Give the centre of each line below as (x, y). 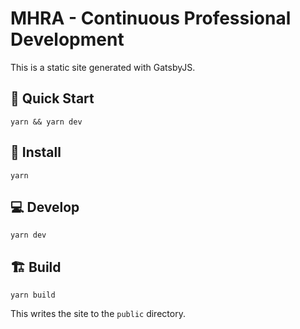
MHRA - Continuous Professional (151, 18)
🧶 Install (36, 152)
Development (67, 39)
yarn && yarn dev (46, 122)
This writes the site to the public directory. (98, 314)
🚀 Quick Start (52, 98)
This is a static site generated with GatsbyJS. (103, 67)
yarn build (33, 295)
